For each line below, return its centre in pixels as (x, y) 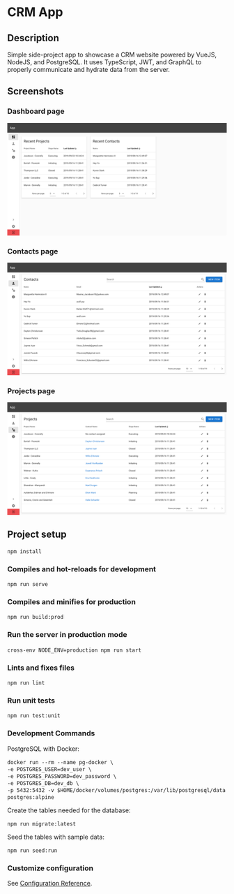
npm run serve (28, 585)
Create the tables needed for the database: (69, 810)
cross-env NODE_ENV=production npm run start (74, 650)
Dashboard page (36, 111)
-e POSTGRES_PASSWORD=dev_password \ (62, 776)
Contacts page (33, 251)
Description (33, 38)
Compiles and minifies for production (71, 602)
